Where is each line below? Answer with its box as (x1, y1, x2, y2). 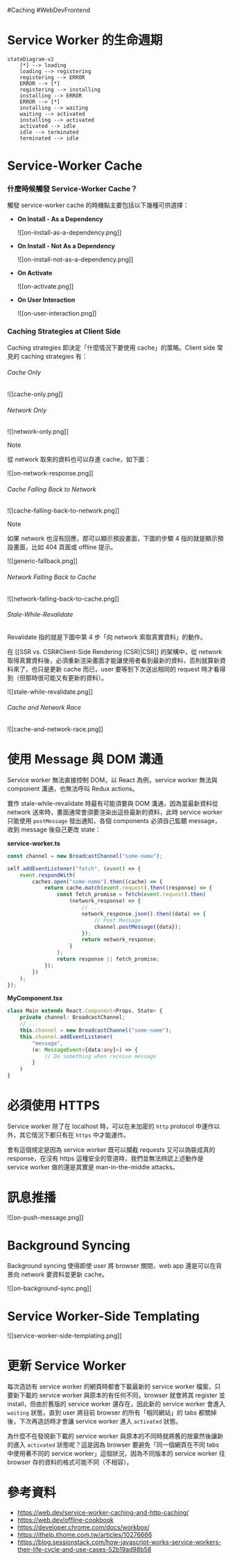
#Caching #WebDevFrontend (7, 6, 91, 14)
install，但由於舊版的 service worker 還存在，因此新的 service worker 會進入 (7, 1399, 225, 1408)
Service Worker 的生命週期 (7, 33, 163, 48)
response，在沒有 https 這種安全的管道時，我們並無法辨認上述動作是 (7, 1154, 204, 1162)
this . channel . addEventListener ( (19, 1033, 113, 1040)
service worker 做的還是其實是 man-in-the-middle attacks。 (7, 1162, 179, 1171)
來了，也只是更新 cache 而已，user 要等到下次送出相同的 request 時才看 (12, 665, 220, 673)
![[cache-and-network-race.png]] (7, 724, 104, 733)
